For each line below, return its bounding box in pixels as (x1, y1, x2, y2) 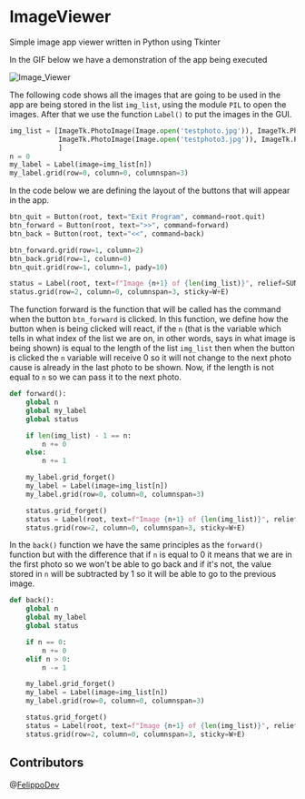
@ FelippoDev (9, 779, 60, 790)
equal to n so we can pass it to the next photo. (9, 371, 182, 383)
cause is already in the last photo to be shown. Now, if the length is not (9, 362, 274, 373)
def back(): (9, 596, 54, 605)
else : (25, 448, 47, 457)
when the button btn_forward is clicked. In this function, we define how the (9, 314, 289, 325)
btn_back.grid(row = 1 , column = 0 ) (9, 254, 132, 263)
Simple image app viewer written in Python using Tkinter (9, 36, 221, 47)
